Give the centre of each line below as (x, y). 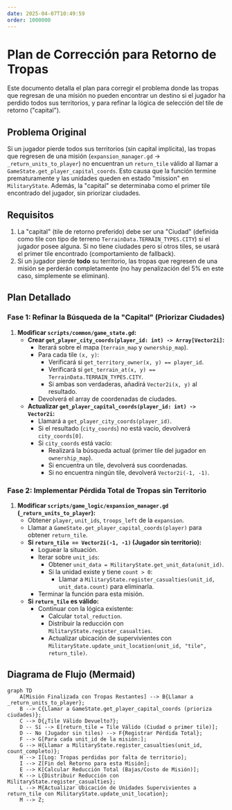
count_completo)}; (34, 751)
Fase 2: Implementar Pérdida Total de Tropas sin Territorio (107, 490)
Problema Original (47, 132)
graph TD (20, 691)
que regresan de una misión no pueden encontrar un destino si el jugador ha (116, 96)
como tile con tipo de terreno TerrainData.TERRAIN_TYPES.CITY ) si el (114, 239)
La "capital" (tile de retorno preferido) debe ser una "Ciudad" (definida (118, 232)
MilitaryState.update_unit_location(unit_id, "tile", (127, 646)
